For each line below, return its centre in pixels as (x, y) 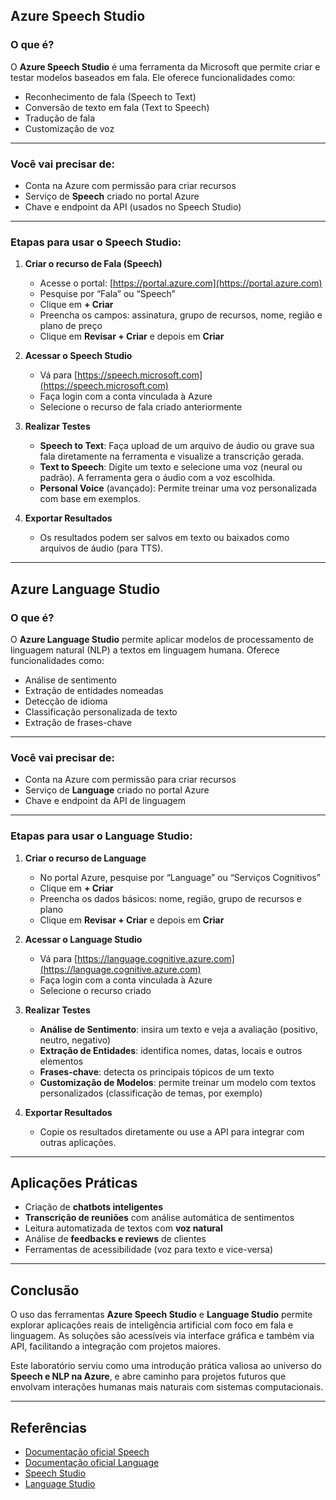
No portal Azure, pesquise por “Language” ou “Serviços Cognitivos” (180, 877)
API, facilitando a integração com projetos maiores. (115, 1346)
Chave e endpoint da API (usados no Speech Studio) (133, 206)
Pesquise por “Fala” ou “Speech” (107, 294)
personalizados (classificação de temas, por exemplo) (151, 1093)
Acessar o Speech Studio (78, 356)
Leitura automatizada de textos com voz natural (123, 1228)
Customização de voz (69, 128)
